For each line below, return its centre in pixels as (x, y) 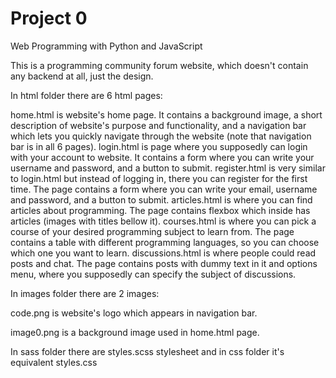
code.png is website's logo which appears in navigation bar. (134, 313)
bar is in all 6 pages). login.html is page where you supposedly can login (159, 146)
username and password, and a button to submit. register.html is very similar (168, 168)
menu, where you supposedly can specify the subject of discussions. (153, 274)
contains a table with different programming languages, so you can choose (165, 242)
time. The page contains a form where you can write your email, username (164, 189)
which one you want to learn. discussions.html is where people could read (163, 253)
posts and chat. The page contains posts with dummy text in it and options (164, 263)
